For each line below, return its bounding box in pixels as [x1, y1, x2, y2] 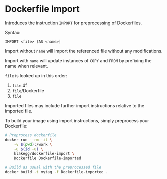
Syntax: [5, 29, 21, 35]
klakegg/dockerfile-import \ [14, 151, 75, 156]
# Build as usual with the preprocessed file [5, 165, 101, 170]
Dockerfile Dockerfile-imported [14, 156, 81, 161]
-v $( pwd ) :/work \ [14, 142, 52, 147]
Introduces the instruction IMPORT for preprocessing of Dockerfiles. [5, 20, 142, 26]
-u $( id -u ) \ [14, 146, 43, 152]
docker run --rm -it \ [5, 137, 52, 142]
